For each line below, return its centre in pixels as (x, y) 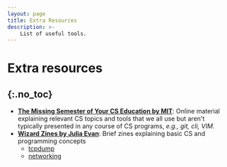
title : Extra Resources (42, 20)
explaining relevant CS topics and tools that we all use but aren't (111, 119)
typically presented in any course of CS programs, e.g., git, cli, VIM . (116, 126)
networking (45, 156)
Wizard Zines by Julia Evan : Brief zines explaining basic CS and (111, 134)
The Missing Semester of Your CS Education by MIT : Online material (119, 111)
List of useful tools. (53, 33)
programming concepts (52, 141)
